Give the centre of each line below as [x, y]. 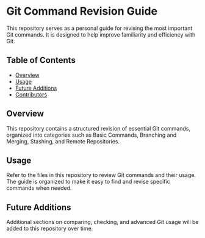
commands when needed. [39, 188]
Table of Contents [41, 60]
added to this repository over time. [50, 229]
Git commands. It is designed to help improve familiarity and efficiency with [101, 34]
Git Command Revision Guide [82, 11]
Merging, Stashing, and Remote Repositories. [63, 141]
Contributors [31, 94]
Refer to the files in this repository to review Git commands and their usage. [101, 175]
